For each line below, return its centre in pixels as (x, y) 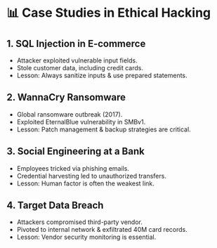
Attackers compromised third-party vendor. (80, 222)
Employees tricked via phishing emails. (73, 168)
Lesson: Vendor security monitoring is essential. (86, 237)
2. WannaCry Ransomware (66, 97)
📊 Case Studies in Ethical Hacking (109, 13)
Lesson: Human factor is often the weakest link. (86, 183)
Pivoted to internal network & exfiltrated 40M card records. (102, 230)
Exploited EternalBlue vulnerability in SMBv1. (81, 122)
